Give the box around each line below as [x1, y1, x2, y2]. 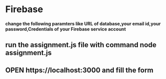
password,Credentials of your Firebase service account [5, 26, 126, 32]
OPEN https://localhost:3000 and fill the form [5, 66, 154, 74]
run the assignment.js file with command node [5, 41, 157, 49]
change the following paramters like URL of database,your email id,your [5, 20, 161, 26]
